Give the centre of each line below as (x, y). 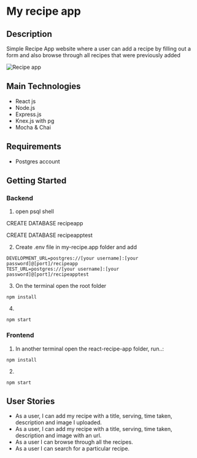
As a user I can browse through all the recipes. (74, 442)
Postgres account (37, 161)
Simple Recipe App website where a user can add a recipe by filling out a (99, 49)
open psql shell (34, 212)
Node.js (25, 107)
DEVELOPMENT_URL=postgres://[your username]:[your (72, 258)
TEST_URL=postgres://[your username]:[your (63, 269)
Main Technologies (44, 86)
